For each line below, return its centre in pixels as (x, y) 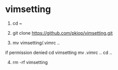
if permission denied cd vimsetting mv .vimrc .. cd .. (59, 52)
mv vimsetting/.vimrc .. (36, 43)
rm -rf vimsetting (30, 62)
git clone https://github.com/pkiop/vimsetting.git (63, 33)
